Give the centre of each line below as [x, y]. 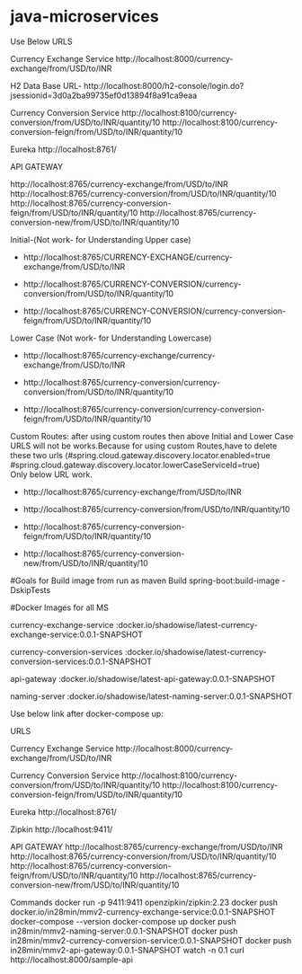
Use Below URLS [41, 41]
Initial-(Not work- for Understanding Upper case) [101, 239]
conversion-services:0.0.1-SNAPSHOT [81, 661]
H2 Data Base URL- [46, 85]
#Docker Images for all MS [59, 607]
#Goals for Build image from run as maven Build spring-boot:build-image [145, 580]
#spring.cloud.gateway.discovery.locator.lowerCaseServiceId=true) [135, 465]
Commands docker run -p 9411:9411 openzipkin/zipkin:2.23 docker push [144, 902]
